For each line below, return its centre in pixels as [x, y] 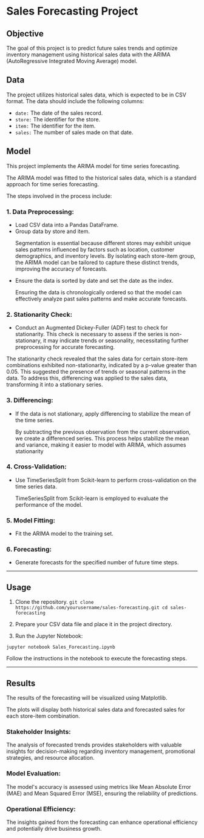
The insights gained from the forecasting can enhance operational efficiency [102, 822]
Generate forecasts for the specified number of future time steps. [97, 563]
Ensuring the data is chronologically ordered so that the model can [98, 292]
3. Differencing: [30, 400]
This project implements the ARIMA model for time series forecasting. [93, 166]
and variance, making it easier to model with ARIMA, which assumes [100, 445]
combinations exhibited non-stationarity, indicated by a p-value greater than [102, 365]
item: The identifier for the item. [55, 126]
